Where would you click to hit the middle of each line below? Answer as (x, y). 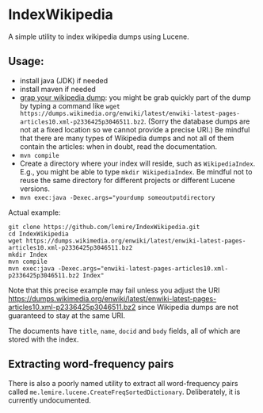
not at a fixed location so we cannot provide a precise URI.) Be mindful (135, 129)
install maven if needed (58, 89)
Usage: (27, 61)
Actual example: (34, 212)
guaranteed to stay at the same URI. (67, 315)
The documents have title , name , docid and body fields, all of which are (124, 331)
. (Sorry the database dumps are (197, 121)
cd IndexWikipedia (38, 234)
